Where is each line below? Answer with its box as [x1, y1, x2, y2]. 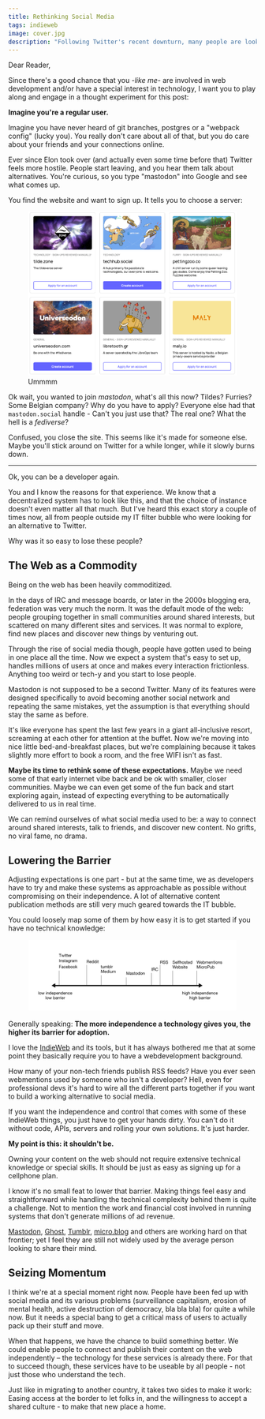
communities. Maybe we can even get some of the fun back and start [8, 782, 234, 792]
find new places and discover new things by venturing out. [8, 628, 199, 638]
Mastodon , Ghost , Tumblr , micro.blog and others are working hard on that [8, 1226, 248, 1236]
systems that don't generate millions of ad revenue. [8, 1211, 176, 1221]
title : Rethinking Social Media [8, 13, 114, 21]
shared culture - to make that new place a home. [8, 1402, 166, 1411]
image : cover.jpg [8, 29, 65, 37]
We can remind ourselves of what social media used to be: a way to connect [8, 814, 256, 824]
